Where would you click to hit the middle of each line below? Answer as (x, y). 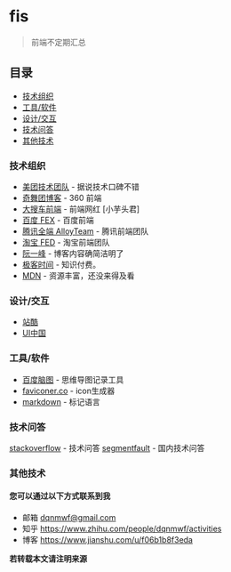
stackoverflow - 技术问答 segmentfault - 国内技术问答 (107, 447)
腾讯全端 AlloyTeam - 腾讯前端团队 (85, 231)
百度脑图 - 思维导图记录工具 (73, 379)
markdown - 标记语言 (61, 401)
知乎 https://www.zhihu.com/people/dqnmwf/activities (122, 529)
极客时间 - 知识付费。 (61, 265)
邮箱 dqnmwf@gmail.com (69, 518)
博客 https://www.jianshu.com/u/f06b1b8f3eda (108, 540)
